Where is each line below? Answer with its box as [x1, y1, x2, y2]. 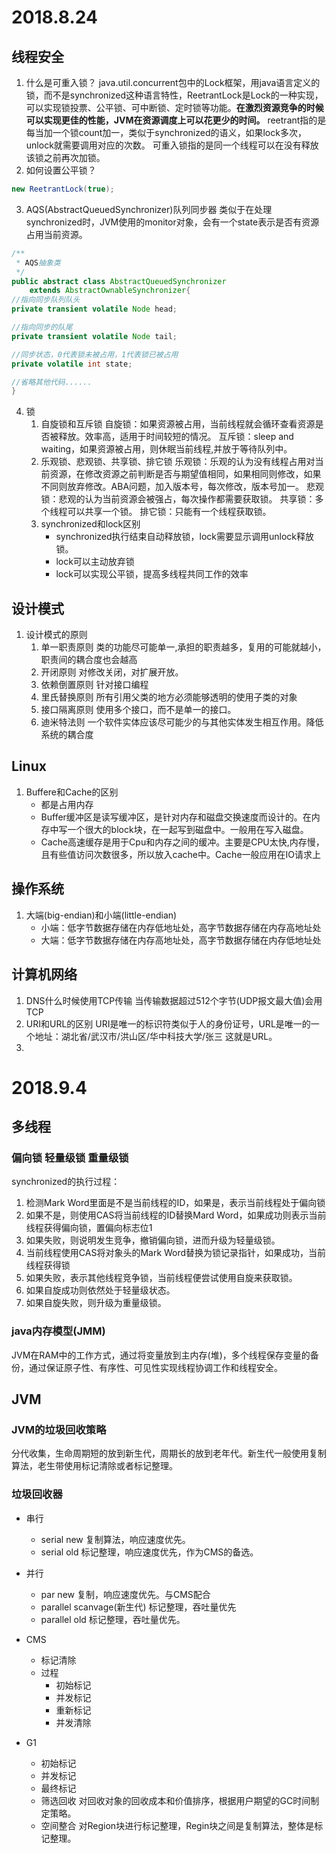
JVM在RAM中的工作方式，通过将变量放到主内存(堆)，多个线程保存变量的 [11, 1349, 311, 1361]
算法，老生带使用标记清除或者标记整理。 [11, 1460, 178, 1472]
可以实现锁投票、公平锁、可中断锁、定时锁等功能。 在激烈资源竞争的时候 [25, 102, 324, 113]
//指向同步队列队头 [11, 295, 81, 305]
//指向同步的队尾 [11, 322, 73, 332]
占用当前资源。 [25, 228, 88, 240]
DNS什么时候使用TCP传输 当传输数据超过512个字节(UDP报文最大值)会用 [25, 994, 323, 1006]
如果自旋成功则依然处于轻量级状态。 [25, 1284, 176, 1296]
